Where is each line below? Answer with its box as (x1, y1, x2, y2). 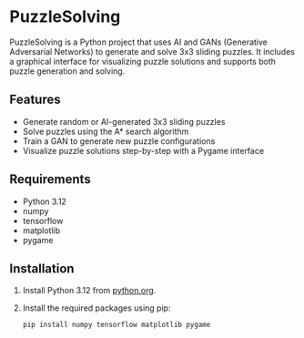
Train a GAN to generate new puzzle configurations (22, 135, 216, 147)
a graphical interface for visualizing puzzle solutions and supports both (9, 56, 276, 67)
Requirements (9, 171, 91, 188)
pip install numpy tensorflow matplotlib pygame (22, 321, 211, 330)
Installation (9, 261, 75, 276)
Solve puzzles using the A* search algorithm (22, 126, 189, 137)
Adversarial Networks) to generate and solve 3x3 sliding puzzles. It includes (9, 46, 296, 56)
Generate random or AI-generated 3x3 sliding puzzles (22, 116, 226, 127)
